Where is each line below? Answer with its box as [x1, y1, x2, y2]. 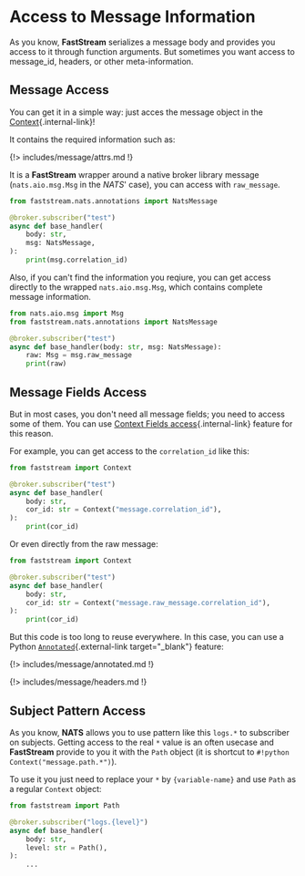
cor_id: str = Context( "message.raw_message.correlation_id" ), [25, 598, 271, 607]
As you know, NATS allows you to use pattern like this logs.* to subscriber [9, 727, 290, 737]
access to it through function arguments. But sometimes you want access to [9, 46, 296, 57]
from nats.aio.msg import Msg [9, 308, 125, 318]
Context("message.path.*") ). [9, 757, 117, 767]
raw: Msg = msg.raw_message [25, 351, 132, 360]
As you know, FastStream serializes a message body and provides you [9, 36, 276, 47]
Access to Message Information [9, 6, 256, 27]
